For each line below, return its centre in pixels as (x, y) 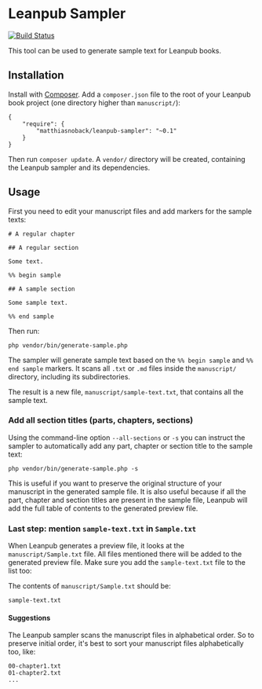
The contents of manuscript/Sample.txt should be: (89, 586)
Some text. (26, 261)
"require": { (44, 124)
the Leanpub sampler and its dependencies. (79, 167)
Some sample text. (38, 302)
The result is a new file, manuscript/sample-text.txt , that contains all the (126, 392)
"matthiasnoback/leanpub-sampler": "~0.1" (107, 130)
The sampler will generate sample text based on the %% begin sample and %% (131, 360)
